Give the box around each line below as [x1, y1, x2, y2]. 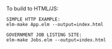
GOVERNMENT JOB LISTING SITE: [6, 32, 82, 38]
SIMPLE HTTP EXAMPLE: [6, 17, 61, 22]
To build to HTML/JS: [6, 5, 59, 12]
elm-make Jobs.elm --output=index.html [6, 37, 107, 43]
